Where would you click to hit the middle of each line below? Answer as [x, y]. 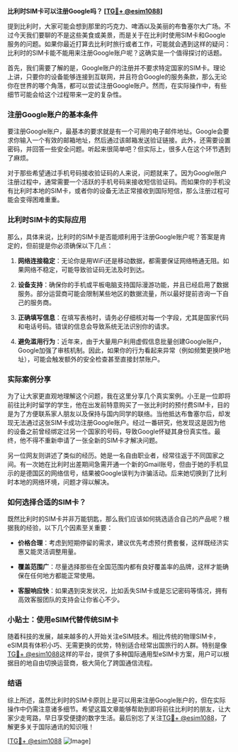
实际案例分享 [29, 379]
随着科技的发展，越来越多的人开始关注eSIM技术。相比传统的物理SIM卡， [113, 636]
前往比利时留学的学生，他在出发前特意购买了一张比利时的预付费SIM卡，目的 [119, 404]
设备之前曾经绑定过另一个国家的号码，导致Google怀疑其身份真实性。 [114, 431]
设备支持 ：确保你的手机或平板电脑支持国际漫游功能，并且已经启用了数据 [123, 284]
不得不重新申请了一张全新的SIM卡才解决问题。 [93, 440]
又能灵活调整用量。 [52, 552]
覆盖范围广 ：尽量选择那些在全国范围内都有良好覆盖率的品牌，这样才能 [120, 567]
